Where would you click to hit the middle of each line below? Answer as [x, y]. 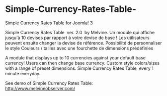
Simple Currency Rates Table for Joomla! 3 [49, 23]
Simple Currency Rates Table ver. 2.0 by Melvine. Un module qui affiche [80, 32]
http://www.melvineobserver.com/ [40, 88]
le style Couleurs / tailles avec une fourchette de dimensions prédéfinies [79, 48]
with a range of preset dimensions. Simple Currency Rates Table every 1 [80, 68]
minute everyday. [23, 73]
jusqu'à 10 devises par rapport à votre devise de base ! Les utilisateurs [78, 38]
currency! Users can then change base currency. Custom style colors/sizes [83, 63]
